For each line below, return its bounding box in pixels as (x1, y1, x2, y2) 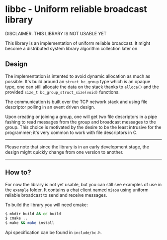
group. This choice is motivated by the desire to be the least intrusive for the (5, 124, 162, 130)
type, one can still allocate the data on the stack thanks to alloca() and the (5, 84, 159, 90)
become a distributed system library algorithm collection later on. (5, 45, 139, 51)
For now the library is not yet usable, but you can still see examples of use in (5, 181, 162, 187)
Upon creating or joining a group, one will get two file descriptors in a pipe (5, 114, 158, 120)
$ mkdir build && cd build (5, 211, 61, 216)
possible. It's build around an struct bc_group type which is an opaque (5, 78, 151, 84)
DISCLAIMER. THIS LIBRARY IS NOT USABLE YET (5, 30, 107, 36)
